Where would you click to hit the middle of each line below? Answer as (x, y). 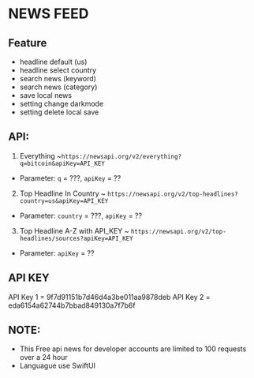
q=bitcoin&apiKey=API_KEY (62, 163)
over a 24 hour (44, 357)
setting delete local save (59, 112)
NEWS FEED (49, 14)
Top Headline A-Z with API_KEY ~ (74, 230)
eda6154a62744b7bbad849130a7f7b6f (72, 305)
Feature (28, 43)
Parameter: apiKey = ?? (57, 253)
